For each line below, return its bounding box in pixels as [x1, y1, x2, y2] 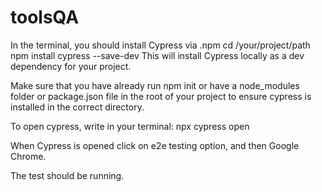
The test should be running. [10, 169, 125, 181]
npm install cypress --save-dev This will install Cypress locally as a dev [10, 49, 305, 61]
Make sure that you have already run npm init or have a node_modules [10, 79, 300, 91]
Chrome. [10, 150, 47, 162]
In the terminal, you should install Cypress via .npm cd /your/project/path [10, 39, 311, 51]
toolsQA [10, 6, 80, 29]
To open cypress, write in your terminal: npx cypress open [10, 120, 250, 132]
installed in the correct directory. [10, 101, 145, 113]
